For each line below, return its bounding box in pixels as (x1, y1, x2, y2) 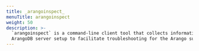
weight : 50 (6, 19, 33, 25)
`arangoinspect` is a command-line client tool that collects (11, 30, 168, 36)
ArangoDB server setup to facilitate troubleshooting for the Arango (11, 36, 187, 42)
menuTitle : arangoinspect (6, 14, 70, 20)
